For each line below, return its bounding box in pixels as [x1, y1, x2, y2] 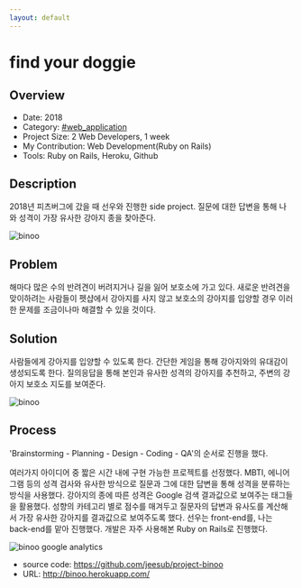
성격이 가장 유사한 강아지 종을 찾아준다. [18, 213, 156, 224]
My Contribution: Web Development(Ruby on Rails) [22, 141, 212, 152]
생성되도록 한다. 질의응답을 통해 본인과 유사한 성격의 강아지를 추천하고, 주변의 [9, 367, 281, 379]
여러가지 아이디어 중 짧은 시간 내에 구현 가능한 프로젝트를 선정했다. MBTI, [9, 466, 266, 478]
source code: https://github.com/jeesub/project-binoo [22, 558, 224, 569]
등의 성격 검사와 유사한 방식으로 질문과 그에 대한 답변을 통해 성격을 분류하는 [25, 478, 291, 489]
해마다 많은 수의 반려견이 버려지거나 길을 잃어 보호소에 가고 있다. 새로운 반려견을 [9, 281, 291, 293]
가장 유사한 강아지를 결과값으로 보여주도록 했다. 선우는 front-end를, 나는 [18, 511, 273, 523]
